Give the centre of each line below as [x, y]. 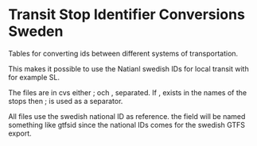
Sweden [36, 31]
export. [20, 133]
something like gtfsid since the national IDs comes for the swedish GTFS [127, 125]
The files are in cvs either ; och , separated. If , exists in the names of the [128, 92]
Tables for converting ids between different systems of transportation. [123, 53]
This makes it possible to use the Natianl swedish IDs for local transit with [128, 68]
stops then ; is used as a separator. [66, 101]
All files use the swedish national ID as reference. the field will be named [127, 116]
